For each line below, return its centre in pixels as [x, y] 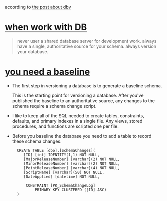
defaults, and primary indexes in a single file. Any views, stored [77, 121]
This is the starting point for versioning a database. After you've [78, 95]
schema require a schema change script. [54, 106]
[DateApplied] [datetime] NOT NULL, [62, 177]
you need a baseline [48, 72]
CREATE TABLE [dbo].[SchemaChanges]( [56, 150]
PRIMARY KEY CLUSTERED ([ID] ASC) [71, 190]
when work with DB [46, 27]
